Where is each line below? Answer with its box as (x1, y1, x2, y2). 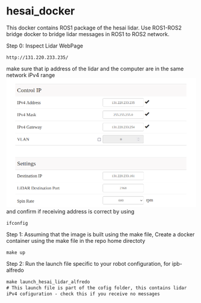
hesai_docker (6, 4, 75, 18)
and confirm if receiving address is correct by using (6, 208, 135, 215)
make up (6, 249, 26, 256)
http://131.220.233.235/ (6, 54, 69, 61)
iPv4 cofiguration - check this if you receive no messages (6, 291, 161, 297)
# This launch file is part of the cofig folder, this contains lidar (6, 285, 187, 291)
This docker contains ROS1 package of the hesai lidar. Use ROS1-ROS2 (6, 24, 182, 31)
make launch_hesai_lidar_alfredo (6, 279, 90, 285)
